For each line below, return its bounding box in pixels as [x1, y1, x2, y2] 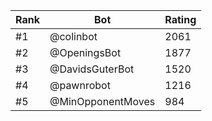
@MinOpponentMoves [49, 95, 156, 108]
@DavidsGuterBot [49, 62, 135, 76]
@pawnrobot [49, 79, 111, 92]
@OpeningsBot [49, 46, 122, 59]
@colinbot [49, 30, 98, 43]
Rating [164, 13, 197, 26]
